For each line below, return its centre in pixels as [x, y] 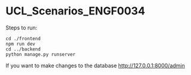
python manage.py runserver [41, 54]
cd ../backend [23, 49]
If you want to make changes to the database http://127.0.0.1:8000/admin [95, 65]
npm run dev [20, 44]
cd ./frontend [23, 38]
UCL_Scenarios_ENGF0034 [75, 11]
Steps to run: [22, 28]
